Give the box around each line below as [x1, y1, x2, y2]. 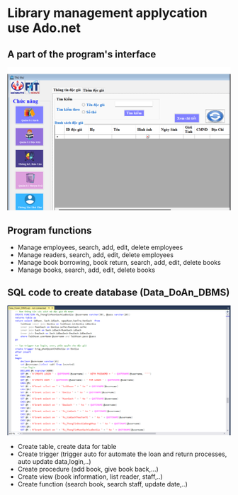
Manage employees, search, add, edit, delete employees [17, 243, 183, 252]
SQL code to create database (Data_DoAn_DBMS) [7, 286, 230, 298]
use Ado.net [7, 20, 81, 36]
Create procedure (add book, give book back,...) [17, 465, 159, 473]
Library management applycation [7, 5, 208, 21]
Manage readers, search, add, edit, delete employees [17, 251, 174, 259]
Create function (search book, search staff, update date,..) [17, 479, 188, 488]
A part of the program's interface [7, 48, 157, 60]
